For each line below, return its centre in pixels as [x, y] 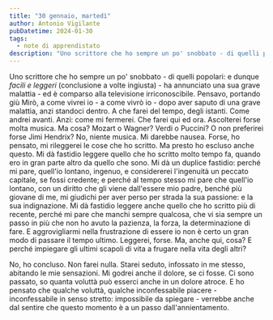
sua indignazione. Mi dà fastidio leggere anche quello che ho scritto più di [132, 206]
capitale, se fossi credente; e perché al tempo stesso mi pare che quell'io [131, 180]
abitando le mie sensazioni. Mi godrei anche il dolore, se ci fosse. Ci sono [132, 273]
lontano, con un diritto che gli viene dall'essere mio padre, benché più [126, 188]
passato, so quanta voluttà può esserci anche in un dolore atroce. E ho [127, 282]
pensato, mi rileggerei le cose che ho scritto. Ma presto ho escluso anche [132, 145]
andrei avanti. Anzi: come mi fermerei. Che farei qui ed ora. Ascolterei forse [135, 119]
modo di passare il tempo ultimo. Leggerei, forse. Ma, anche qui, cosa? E [131, 240]
